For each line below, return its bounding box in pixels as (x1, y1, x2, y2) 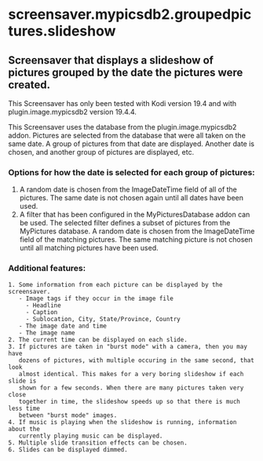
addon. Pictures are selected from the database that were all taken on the (8, 131, 246, 140)
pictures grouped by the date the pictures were (8, 65, 243, 79)
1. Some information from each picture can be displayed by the (8, 280, 223, 288)
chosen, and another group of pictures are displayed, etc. (8, 148, 195, 156)
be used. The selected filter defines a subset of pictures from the (19, 218, 231, 228)
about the (8, 425, 41, 433)
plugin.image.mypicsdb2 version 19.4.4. (8, 108, 137, 116)
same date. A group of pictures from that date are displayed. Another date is (8, 139, 255, 148)
